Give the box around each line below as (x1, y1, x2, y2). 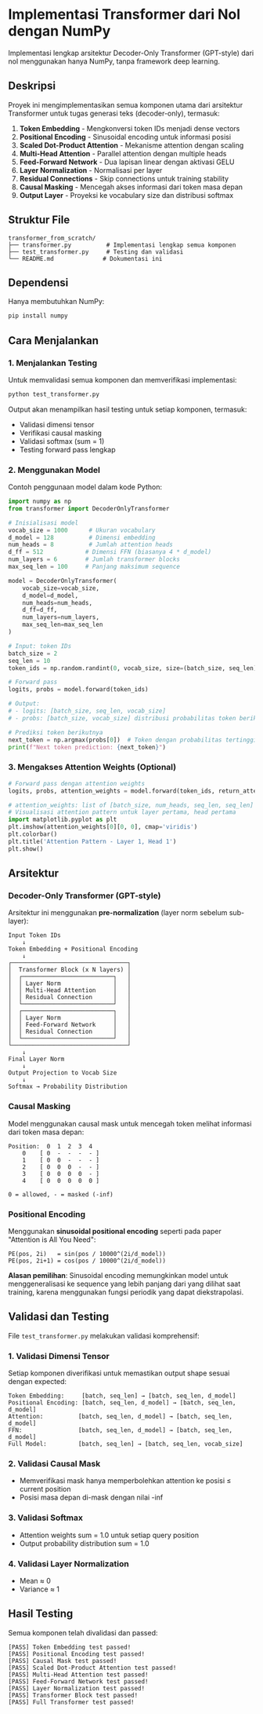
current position (19, 1485, 71, 1494)
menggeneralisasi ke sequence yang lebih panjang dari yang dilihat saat (8, 1279, 241, 1288)
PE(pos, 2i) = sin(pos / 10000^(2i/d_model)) (8, 1250, 167, 1258)
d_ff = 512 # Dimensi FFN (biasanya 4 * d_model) (8, 548, 212, 556)
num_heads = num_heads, (22, 599, 92, 606)
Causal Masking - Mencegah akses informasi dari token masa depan (19, 182, 243, 192)
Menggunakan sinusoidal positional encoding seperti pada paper (8, 1226, 222, 1236)
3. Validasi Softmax (8, 1512, 84, 1523)
